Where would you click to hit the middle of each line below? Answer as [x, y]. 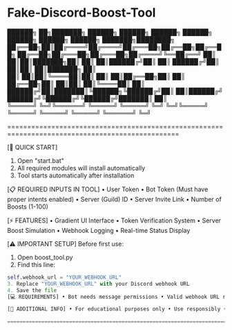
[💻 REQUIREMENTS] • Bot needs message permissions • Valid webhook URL [113, 297]
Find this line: [36, 264]
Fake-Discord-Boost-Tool [81, 13]
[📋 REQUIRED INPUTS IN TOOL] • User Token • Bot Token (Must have [108, 189]
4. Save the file [32, 290]
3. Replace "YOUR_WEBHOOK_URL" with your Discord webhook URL [98, 284]
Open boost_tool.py [45, 257]
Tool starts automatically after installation [76, 175]
